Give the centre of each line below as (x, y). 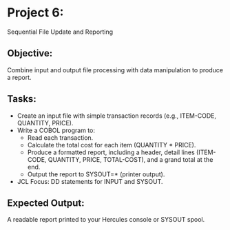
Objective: (30, 53)
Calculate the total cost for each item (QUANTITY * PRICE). (112, 145)
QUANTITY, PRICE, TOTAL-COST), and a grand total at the (130, 159)
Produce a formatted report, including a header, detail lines (111, 152)
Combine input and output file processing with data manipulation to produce (115, 70)
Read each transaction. (60, 137)
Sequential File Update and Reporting (60, 32)
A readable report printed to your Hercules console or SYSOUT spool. (106, 220)
